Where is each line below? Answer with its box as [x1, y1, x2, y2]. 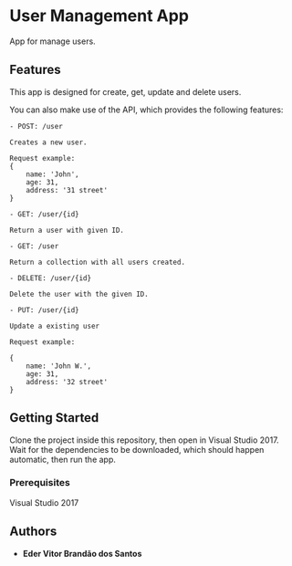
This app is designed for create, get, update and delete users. [9, 86, 242, 97]
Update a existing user [9, 321, 100, 330]
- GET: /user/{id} [9, 209, 79, 219]
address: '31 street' [26, 185, 108, 194]
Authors [9, 524, 57, 540]
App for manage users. [9, 36, 96, 47]
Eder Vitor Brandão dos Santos [22, 548, 142, 559]
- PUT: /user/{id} [9, 305, 79, 315]
